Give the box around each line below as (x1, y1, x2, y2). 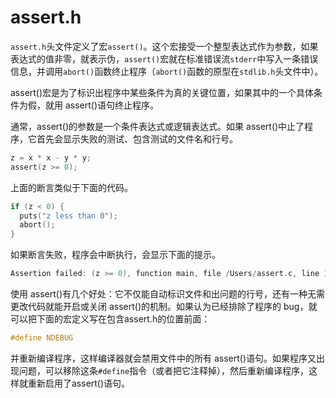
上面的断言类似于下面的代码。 (10, 181, 133, 193)
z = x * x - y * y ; (10, 152, 92, 163)
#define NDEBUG (10, 333, 74, 343)
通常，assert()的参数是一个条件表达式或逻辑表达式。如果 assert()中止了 (10, 120, 305, 132)
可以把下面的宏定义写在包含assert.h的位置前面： (10, 313, 211, 325)
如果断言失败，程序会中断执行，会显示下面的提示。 (10, 249, 221, 261)
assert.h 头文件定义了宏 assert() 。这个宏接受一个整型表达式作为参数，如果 (10, 40, 319, 52)
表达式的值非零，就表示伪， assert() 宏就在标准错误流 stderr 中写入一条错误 (10, 52, 319, 65)
